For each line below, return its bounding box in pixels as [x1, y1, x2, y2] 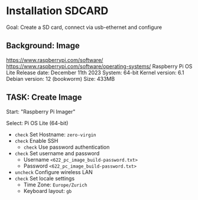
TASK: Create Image [6, 93, 82, 103]
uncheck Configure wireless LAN [14, 168, 93, 175]
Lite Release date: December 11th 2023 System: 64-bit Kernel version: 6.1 [6, 69, 184, 76]
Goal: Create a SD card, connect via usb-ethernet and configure [6, 24, 163, 31]
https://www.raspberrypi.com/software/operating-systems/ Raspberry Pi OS [6, 63, 193, 70]
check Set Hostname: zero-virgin [14, 131, 96, 138]
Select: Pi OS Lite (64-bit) [6, 119, 69, 126]
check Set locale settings [14, 175, 75, 182]
